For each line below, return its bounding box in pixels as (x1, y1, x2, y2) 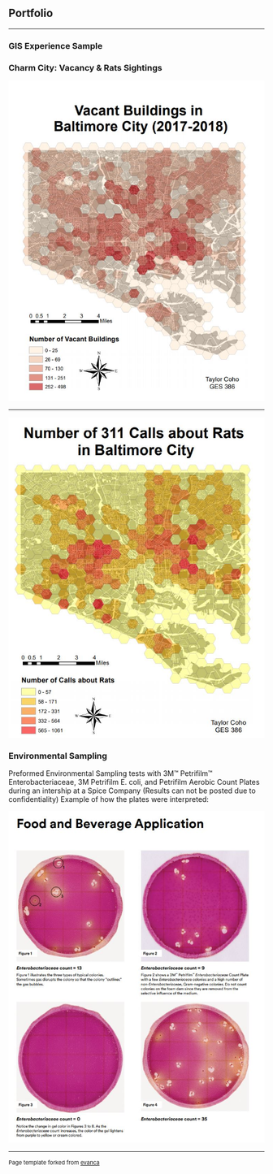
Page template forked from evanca (8, 1158, 100, 1167)
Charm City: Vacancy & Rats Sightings (8, 62, 162, 73)
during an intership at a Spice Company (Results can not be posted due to (8, 786, 256, 795)
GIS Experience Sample (8, 40, 103, 51)
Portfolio (8, 6, 54, 20)
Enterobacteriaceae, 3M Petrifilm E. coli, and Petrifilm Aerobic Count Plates (8, 778, 260, 787)
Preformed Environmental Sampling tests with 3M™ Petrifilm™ (8, 769, 213, 778)
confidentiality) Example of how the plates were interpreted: (8, 795, 210, 804)
